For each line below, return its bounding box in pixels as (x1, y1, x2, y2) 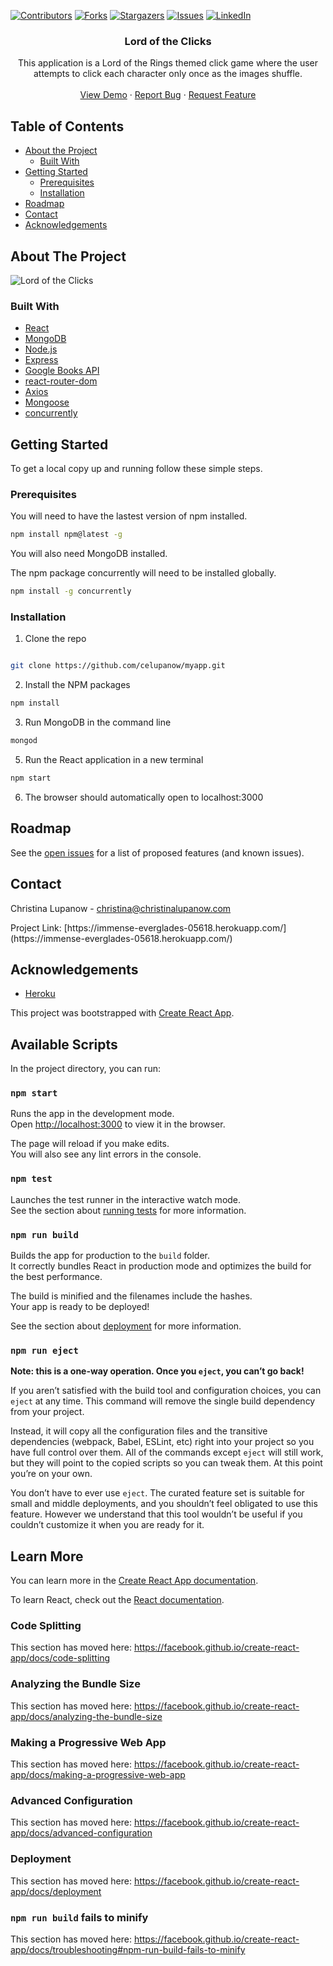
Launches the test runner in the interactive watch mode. (10, 1193, 242, 1205)
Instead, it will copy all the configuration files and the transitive (10, 1425, 268, 1437)
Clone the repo (24, 633, 87, 645)
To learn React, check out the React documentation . (10, 1594, 225, 1606)
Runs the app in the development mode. (10, 1108, 175, 1120)
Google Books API (24, 365, 100, 377)
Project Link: (10, 921, 62, 934)
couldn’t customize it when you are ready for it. (10, 1519, 205, 1531)
